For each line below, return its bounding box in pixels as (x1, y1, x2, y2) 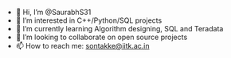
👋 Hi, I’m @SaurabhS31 (15, 8, 92, 16)
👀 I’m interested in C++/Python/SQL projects (15, 16, 162, 25)
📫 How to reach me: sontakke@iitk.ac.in (15, 42, 150, 50)
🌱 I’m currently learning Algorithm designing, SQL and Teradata (15, 24, 224, 33)
